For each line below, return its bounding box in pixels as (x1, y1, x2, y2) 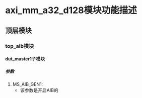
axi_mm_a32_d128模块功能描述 (5, 5, 137, 16)
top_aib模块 (5, 42, 34, 49)
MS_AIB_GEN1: (12, 81, 43, 87)
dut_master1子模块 (5, 56, 45, 62)
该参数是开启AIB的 (20, 87, 59, 93)
